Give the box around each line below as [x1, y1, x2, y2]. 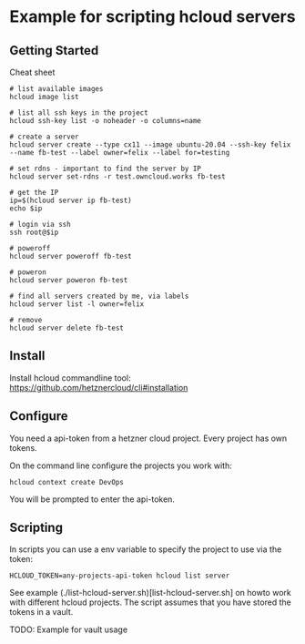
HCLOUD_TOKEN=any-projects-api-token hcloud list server [9, 571, 230, 580]
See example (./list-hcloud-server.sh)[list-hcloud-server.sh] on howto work [9, 588, 291, 598]
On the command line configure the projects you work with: [9, 460, 232, 471]
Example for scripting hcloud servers [9, 6, 296, 27]
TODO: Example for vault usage [9, 624, 128, 635]
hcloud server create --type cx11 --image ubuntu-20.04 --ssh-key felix [9, 140, 291, 149]
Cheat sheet [9, 66, 56, 77]
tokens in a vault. [9, 607, 74, 618]
